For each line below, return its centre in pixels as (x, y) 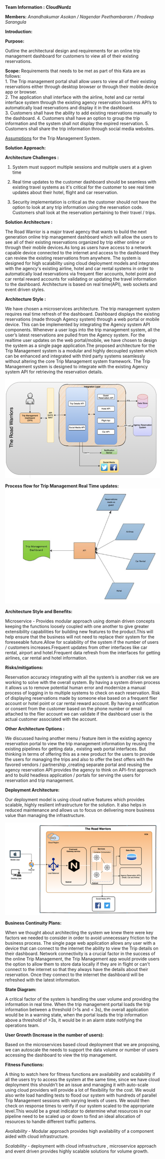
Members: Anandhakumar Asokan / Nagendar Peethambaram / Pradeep (80, 17)
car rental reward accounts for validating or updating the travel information (81, 279)
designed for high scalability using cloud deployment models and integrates (82, 263)
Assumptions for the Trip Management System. (53, 138)
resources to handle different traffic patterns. (51, 1122)
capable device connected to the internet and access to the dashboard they (82, 253)
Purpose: (15, 41)
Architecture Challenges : (32, 157)
